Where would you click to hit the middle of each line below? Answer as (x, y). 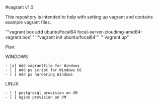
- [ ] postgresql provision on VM (42, 93)
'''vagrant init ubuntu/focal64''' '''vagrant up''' (83, 37)
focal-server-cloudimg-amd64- (110, 32)
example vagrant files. (28, 22)
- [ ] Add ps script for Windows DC (44, 70)
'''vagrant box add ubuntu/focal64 (41, 32)
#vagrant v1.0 (19, 7)
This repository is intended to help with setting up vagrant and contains (79, 17)
